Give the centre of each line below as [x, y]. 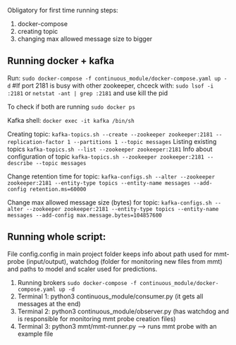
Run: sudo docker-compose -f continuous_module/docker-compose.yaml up [114, 78]
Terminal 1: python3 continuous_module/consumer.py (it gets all [110, 296]
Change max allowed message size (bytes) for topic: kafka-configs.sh [110, 202]
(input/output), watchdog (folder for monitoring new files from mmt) [124, 261]
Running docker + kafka [61, 61]
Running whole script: [57, 237]
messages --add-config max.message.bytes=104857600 [85, 215]
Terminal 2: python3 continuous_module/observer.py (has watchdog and [123, 311]
